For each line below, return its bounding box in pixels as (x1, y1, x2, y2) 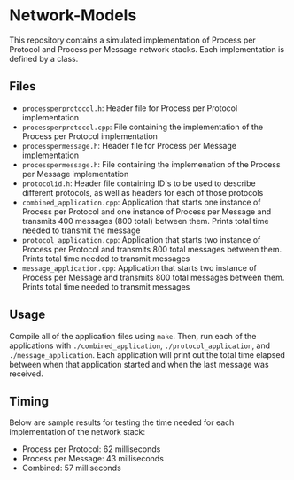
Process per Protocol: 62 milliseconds (21, 444, 161, 454)
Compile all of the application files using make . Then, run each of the (9, 330, 257, 341)
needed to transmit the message (21, 225, 141, 236)
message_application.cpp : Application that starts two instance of (21, 262, 257, 273)
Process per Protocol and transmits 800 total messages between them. (21, 244, 282, 254)
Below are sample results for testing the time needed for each (9, 417, 235, 428)
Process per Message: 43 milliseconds (21, 453, 164, 464)
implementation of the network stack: (9, 427, 146, 437)
